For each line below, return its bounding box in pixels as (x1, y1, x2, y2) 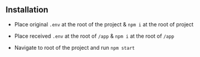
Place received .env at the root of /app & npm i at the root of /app (14, 32, 175, 40)
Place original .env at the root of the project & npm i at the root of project (14, 20, 194, 28)
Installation (5, 5, 49, 15)
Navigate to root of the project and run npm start (14, 44, 135, 51)
